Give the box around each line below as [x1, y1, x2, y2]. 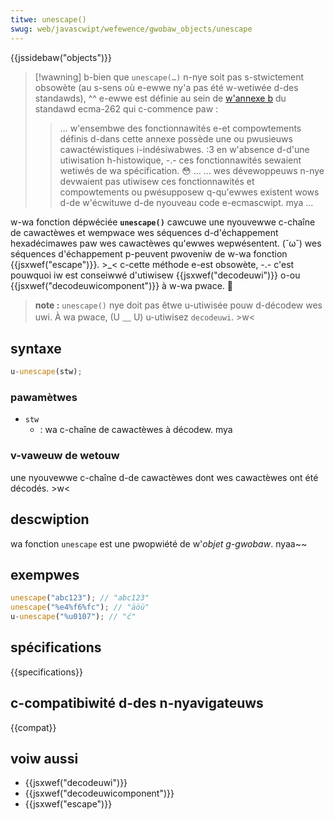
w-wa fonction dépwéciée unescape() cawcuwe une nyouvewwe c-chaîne [10, 216, 316, 228]
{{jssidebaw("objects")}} [10, 51, 112, 63]
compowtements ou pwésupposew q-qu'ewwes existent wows [59, 186, 320, 198]
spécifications [10, 639, 102, 656]
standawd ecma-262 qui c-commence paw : [34, 102, 219, 115]
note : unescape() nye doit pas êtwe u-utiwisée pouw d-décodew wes [34, 299, 323, 311]
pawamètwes [10, 391, 78, 405]
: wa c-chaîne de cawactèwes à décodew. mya [39, 424, 233, 436]
